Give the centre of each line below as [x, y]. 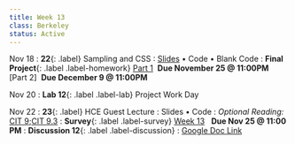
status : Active [37, 34]
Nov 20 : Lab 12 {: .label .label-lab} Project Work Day [104, 95]
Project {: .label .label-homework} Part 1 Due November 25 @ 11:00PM [139, 68]
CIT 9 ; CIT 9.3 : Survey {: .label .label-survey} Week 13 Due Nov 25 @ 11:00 [147, 121]
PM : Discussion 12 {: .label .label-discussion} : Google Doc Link [126, 131]
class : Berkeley [39, 26]
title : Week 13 [37, 17]
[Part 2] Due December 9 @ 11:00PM [78, 78]
